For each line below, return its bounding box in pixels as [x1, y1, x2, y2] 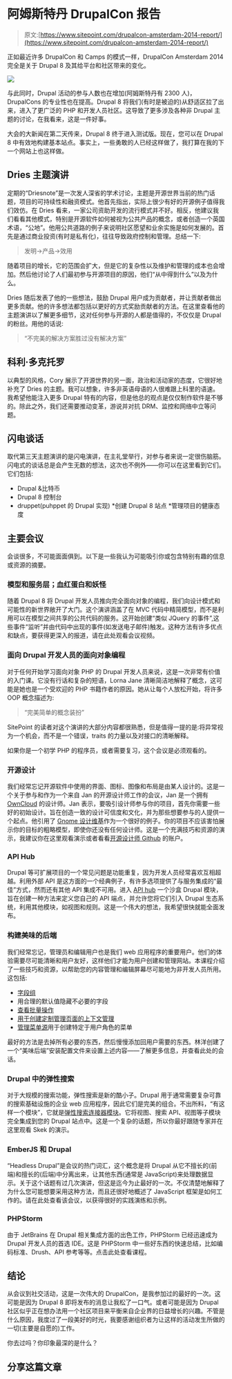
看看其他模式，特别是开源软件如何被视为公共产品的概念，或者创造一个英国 [12, 214, 225, 223]
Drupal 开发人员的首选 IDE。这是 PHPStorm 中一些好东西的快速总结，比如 [7, 1239, 217, 1248]
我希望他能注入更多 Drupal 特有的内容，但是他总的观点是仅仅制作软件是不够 [7, 393, 223, 401]
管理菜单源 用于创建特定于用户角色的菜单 [17, 1023, 133, 1031]
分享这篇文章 [7, 1361, 62, 1373]
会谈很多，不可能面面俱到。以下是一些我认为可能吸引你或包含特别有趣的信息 [7, 552, 225, 560]
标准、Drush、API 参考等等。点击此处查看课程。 [12, 1248, 151, 1256]
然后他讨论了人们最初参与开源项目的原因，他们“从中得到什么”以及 [19, 270, 206, 278]
